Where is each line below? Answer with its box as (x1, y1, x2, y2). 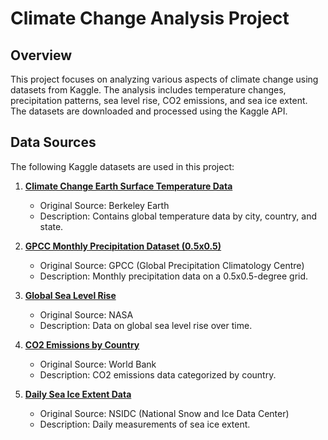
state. (39, 220, 64, 232)
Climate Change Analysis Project (10, 7, 290, 30)
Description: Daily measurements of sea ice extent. (39, 418, 251, 430)
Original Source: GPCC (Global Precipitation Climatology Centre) (39, 259, 305, 271)
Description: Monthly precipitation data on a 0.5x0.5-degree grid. (39, 270, 309, 282)
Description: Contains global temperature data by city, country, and (39, 210, 318, 222)
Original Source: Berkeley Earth (39, 199, 170, 211)
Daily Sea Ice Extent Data (24, 388, 132, 400)
